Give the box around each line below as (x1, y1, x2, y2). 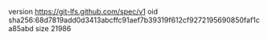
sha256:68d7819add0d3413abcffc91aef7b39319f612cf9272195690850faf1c (8, 15, 260, 25)
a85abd (8, 24, 34, 33)
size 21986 (35, 24, 72, 33)
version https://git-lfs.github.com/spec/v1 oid (8, 7, 159, 16)
